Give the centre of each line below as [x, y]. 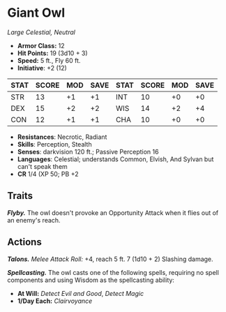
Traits [20, 196]
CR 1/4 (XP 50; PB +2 [48, 174]
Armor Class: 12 [41, 45]
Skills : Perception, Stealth [54, 144]
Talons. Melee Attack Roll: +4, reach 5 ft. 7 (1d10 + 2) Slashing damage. [111, 259]
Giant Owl [36, 13]
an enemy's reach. [34, 220]
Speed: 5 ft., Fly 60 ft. [49, 60]
